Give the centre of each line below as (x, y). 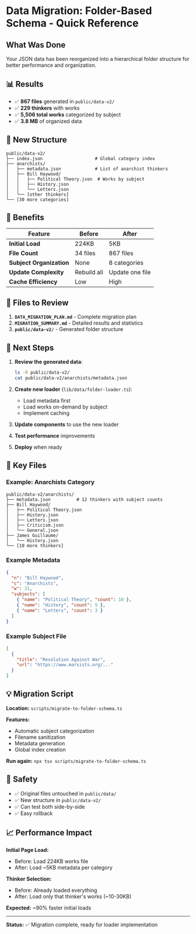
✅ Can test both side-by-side (50, 806)
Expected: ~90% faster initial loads (49, 908)
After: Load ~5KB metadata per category (63, 867)
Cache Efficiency (33, 282)
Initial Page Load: (27, 850)
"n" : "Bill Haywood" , (38, 578)
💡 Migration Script (40, 694)
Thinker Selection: (29, 879)
